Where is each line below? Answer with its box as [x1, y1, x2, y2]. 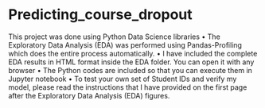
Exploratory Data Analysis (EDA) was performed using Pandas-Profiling [8, 40, 243, 49]
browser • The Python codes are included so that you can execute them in [8, 65, 253, 75]
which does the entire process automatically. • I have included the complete [8, 48, 258, 58]
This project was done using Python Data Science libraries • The [8, 32, 220, 41]
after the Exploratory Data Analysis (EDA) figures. [8, 91, 170, 100]
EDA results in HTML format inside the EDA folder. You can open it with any [8, 57, 255, 67]
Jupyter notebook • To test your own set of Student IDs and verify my [8, 74, 237, 83]
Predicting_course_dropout [8, 6, 193, 24]
